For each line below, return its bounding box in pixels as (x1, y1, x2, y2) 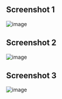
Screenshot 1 (6, 5, 55, 15)
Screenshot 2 (6, 38, 57, 48)
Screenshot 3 (6, 71, 57, 81)
